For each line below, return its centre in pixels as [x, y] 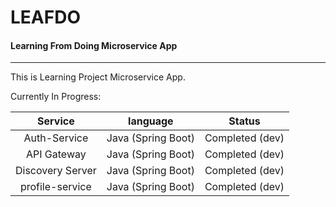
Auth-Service [56, 138]
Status [244, 121]
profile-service [55, 187]
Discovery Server [56, 171]
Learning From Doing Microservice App [94, 45]
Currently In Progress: [56, 97]
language [151, 121]
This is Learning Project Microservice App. [98, 77]
